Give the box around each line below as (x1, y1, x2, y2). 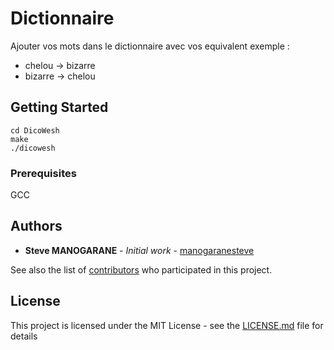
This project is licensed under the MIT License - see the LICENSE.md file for (10, 319, 324, 331)
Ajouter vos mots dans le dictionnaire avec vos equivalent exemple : (10, 40, 290, 52)
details (10, 330, 38, 342)
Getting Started (10, 99, 109, 116)
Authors (10, 218, 63, 235)
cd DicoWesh (10, 125, 60, 136)
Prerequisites (10, 166, 77, 180)
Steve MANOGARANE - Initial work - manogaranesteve (24, 244, 255, 256)
